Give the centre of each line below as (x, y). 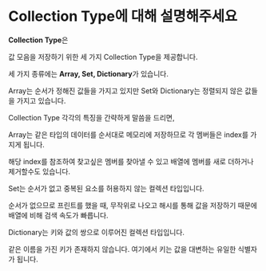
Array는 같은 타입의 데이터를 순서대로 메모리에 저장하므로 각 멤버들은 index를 (129, 134)
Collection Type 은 (38, 40)
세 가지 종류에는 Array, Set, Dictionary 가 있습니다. (89, 73)
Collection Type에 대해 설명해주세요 (123, 16)
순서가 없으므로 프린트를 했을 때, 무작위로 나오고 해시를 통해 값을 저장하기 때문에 (133, 205)
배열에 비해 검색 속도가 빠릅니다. (59, 215)
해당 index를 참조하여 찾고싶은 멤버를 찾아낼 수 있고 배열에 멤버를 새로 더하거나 (131, 161)
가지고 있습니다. (41, 100)
